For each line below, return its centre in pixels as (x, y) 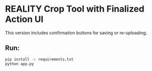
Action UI (24, 19)
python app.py (20, 64)
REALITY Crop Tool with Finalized (75, 9)
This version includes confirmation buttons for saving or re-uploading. (76, 33)
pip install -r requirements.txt (39, 59)
